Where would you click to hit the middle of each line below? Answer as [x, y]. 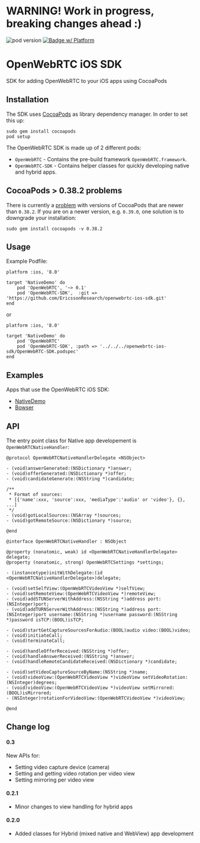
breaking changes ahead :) [74, 24]
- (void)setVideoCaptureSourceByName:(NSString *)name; [77, 672]
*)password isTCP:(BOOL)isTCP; [45, 620]
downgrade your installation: [41, 218]
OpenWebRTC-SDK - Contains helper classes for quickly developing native [102, 165]
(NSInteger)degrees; [32, 682]
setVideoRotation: [165, 677]
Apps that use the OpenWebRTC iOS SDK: [58, 390]
